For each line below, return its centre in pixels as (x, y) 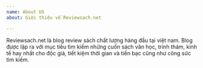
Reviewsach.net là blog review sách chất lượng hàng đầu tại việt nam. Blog (99, 40)
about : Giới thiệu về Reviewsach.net (54, 18)
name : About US (25, 12)
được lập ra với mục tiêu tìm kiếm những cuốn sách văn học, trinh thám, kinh (101, 47)
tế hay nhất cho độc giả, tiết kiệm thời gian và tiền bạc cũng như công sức (99, 53)
